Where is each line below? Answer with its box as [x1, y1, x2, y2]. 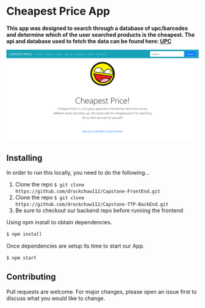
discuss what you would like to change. [6, 295, 106, 302]
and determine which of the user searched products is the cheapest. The [6, 31, 195, 38]
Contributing [6, 272, 56, 282]
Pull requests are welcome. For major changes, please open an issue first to [6, 288, 197, 295]
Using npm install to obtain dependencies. [6, 218, 112, 226]
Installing [6, 153, 43, 163]
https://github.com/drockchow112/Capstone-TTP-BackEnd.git [15, 201, 169, 207]
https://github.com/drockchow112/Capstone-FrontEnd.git [15, 188, 160, 194]
